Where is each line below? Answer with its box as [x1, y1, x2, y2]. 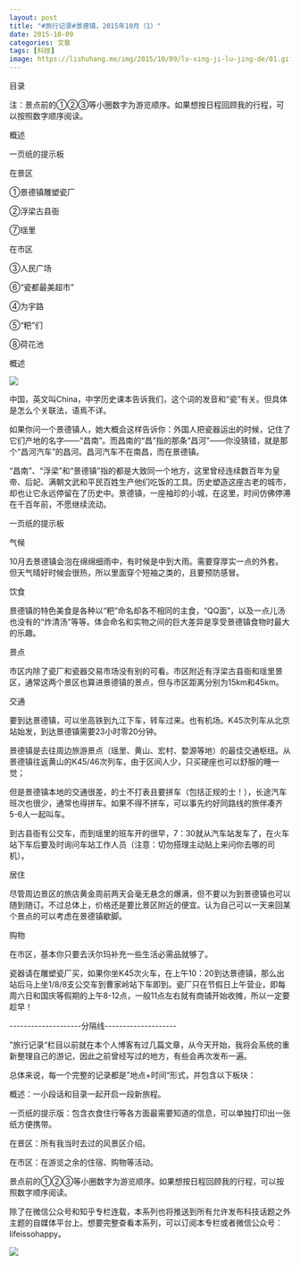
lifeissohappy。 [9, 1228, 67, 1239]
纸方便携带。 [9, 1119, 56, 1129]
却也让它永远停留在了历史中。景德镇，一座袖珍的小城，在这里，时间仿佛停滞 [9, 488, 291, 498]
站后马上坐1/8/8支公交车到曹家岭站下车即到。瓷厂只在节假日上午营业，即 [9, 979, 279, 989]
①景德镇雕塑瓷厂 [9, 187, 76, 197]
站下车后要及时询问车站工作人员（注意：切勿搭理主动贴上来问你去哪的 [9, 839, 268, 850]
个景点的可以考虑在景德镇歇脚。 [9, 910, 127, 921]
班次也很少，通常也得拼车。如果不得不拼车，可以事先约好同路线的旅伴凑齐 [9, 798, 283, 808]
